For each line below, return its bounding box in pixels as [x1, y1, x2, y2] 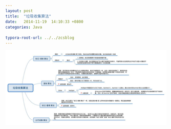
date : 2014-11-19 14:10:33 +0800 [5, 19, 83, 24]
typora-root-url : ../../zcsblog [5, 35, 74, 40]
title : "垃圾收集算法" [5, 13, 51, 19]
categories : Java [5, 25, 42, 30]
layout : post [5, 8, 33, 13]
